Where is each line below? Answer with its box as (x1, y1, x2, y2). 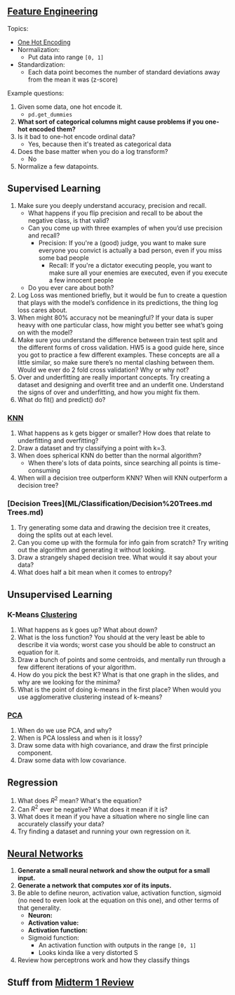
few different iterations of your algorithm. (17, 663, 137, 671)
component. (17, 748, 53, 757)
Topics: (7, 24, 29, 32)
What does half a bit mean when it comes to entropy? (17, 568, 172, 577)
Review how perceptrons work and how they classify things (17, 956, 190, 965)
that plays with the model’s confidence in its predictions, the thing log (17, 298, 219, 306)
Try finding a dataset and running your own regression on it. (17, 827, 192, 835)
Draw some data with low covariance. (17, 756, 126, 765)
